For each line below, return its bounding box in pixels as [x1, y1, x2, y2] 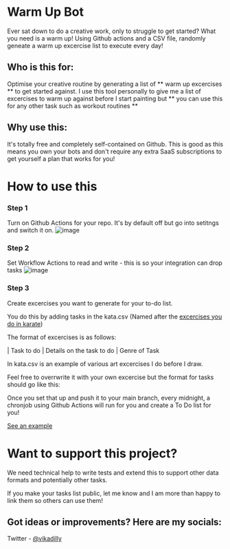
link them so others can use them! [7, 496, 103, 504]
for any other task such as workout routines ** [7, 101, 139, 110]
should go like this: [7, 380, 60, 389]
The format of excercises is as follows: [7, 333, 117, 341]
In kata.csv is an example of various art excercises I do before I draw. [7, 359, 203, 368]
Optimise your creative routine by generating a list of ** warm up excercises [7, 80, 222, 88]
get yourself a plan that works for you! [7, 154, 115, 162]
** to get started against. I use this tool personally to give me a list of [7, 87, 201, 95]
